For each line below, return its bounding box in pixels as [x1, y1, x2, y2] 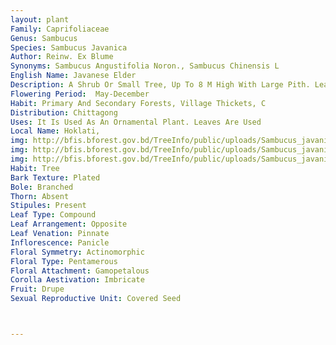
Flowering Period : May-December [10, 89, 150, 99]
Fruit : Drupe [10, 284, 65, 295]
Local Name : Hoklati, [10, 126, 101, 136]
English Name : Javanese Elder [10, 71, 137, 81]
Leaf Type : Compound [10, 210, 97, 220]
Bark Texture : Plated [10, 172, 101, 183]
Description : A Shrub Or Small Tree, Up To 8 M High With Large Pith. [10, 80, 311, 90]
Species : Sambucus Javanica [10, 42, 128, 53]
